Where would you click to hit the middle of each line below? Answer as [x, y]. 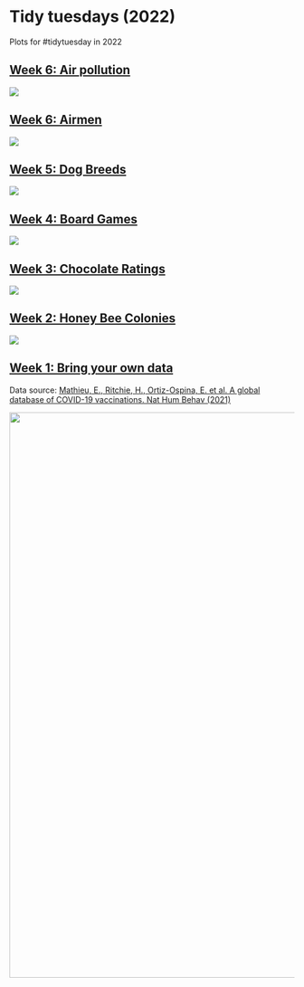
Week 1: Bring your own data [91, 368]
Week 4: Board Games [73, 219]
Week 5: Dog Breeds [68, 169]
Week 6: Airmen [56, 120]
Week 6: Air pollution [70, 70]
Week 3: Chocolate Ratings [87, 269]
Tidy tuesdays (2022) [93, 17]
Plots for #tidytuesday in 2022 [66, 42]
